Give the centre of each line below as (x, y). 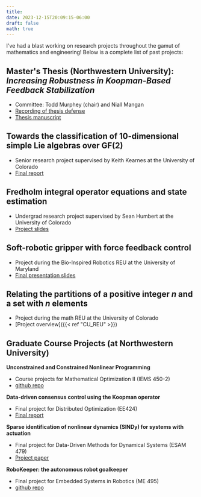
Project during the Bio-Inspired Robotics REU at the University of (95, 262)
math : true (20, 29)
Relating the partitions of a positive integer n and (100, 294)
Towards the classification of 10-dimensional (93, 136)
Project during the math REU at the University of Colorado (87, 318)
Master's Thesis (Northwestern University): (90, 71)
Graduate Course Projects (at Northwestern (90, 343)
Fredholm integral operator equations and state (97, 192)
